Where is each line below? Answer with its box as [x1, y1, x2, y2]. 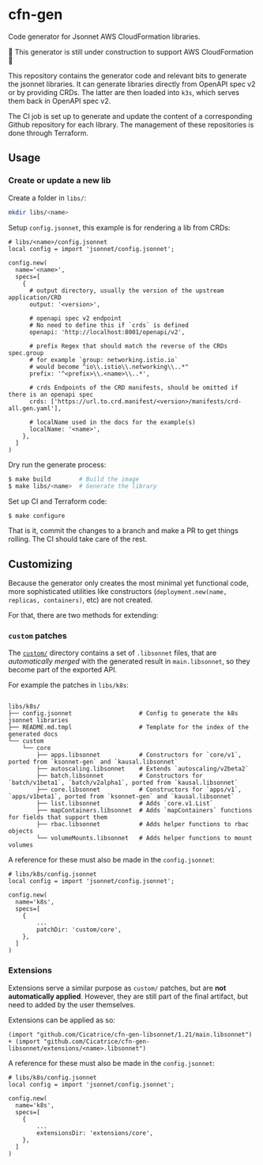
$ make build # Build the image [8, 475, 140, 483]
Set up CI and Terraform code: [8, 497, 107, 506]
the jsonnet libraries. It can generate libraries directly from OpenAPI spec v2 [8, 79, 256, 89]
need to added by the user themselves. [8, 999, 136, 1009]
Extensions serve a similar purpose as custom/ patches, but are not [8, 983, 227, 992]
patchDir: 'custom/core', [36, 926, 122, 934]
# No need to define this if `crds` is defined [28, 321, 190, 329]
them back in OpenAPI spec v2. [8, 96, 111, 105]
